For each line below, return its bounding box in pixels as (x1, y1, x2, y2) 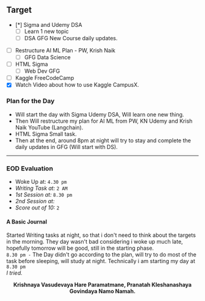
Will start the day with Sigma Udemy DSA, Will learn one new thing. (15, 111, 184, 118)
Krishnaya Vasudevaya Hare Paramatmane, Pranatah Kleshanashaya (13, 281, 192, 289)
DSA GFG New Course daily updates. (24, 34, 118, 42)
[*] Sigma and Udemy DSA (15, 21, 82, 28)
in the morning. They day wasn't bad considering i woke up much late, (6, 238, 183, 245)
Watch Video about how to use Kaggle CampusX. (15, 81, 139, 89)
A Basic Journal (6, 218, 48, 225)
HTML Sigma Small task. (15, 130, 77, 137)
